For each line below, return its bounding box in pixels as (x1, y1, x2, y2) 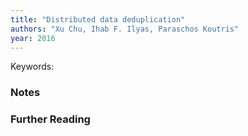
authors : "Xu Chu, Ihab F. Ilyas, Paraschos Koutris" (10, 24, 240, 34)
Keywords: (10, 61, 55, 73)
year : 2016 (10, 33, 56, 43)
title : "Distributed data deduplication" (10, 14, 186, 25)
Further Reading (10, 112, 91, 126)
